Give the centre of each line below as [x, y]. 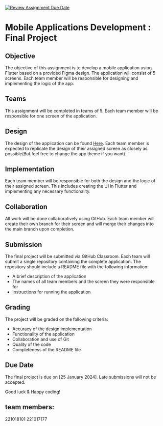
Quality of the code [32, 344]
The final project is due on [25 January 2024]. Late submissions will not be [81, 377]
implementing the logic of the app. [40, 83]
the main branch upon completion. [40, 229]
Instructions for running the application [51, 292]
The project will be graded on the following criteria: [57, 319]
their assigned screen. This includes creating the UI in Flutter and [71, 186]
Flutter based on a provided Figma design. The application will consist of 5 [80, 73]
